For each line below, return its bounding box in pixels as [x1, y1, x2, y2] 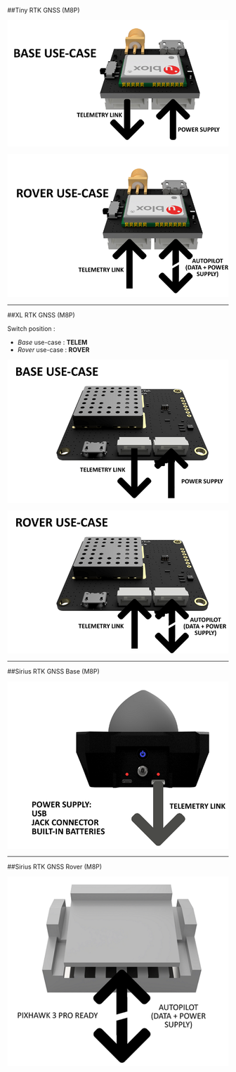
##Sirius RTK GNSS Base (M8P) [7, 667, 100, 676]
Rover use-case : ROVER [17, 346, 90, 354]
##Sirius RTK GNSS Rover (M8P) [7, 862, 103, 871]
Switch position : [7, 324, 55, 333]
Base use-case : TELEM [17, 338, 88, 347]
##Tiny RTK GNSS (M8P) [7, 6, 80, 14]
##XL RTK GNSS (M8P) [7, 311, 75, 320]
